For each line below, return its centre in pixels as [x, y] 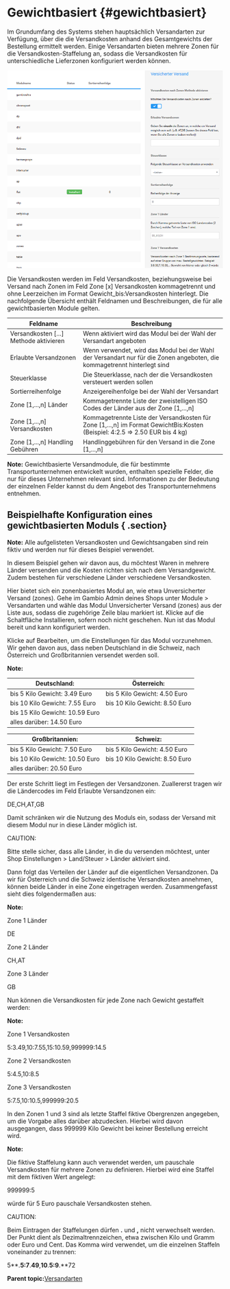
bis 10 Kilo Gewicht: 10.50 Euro [55, 759]
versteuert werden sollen [118, 381]
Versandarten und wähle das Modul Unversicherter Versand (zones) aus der [115, 605]
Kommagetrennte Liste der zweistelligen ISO [145, 401]
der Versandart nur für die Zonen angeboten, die [151, 357]
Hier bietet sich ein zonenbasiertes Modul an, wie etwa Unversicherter [106, 591]
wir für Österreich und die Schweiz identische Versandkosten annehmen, [110, 879]
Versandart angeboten [115, 341]
